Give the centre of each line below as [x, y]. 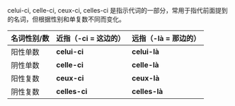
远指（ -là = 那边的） [166, 39]
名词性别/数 [30, 39]
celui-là [145, 52]
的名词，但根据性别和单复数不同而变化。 [66, 19]
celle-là [145, 65]
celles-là [148, 92]
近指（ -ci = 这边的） [91, 39]
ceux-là [146, 78]
